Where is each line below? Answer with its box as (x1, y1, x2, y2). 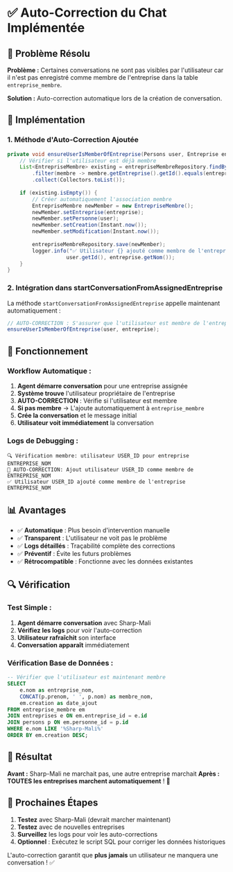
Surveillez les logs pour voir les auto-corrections (17, 830, 158, 838)
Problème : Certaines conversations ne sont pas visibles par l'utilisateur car (7, 66, 224, 74)
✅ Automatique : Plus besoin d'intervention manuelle (17, 526, 170, 534)
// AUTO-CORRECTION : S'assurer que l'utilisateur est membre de (7, 320, 200, 326)
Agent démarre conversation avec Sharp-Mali (17, 618, 151, 627)
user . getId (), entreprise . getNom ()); (66, 254, 175, 261)
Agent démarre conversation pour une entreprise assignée (17, 382, 189, 390)
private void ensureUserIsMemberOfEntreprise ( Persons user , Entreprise (7, 150, 218, 157)
